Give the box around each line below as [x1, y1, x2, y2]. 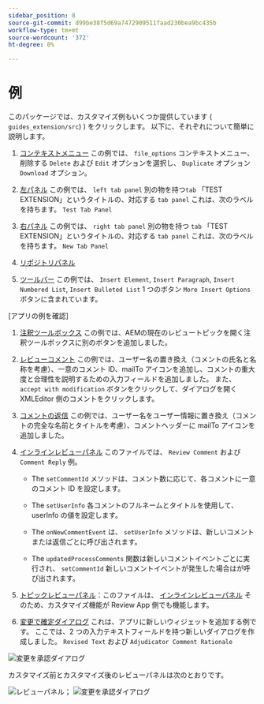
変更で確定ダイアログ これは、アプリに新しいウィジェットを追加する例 [19, 617, 250, 627]
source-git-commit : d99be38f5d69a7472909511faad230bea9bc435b [8, 19, 217, 27]
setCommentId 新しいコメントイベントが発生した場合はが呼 [61, 564, 251, 573]
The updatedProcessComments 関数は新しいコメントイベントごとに [31, 554, 244, 564]
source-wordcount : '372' [8, 33, 90, 42]
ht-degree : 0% [8, 41, 55, 49]
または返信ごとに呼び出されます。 [31, 537, 142, 547]
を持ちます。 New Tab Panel [19, 242, 109, 251]
